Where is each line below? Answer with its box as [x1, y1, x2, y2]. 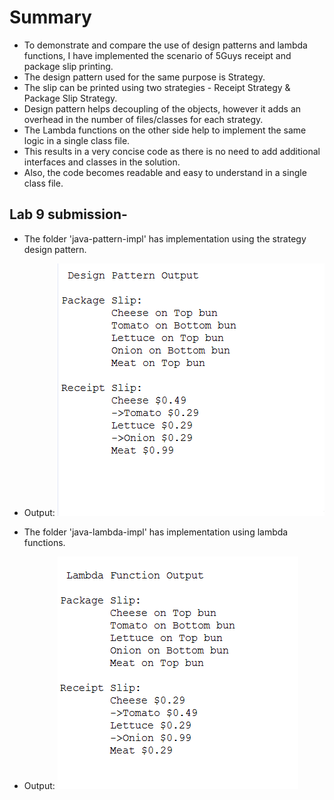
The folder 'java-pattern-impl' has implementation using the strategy [23, 232, 307, 245]
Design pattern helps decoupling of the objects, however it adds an [23, 102, 302, 115]
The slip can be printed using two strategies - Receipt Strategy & [23, 81, 291, 93]
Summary [9, 6, 92, 29]
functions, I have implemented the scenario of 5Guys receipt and [23, 49, 292, 61]
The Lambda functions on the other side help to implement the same [23, 124, 307, 136]
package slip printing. [23, 60, 114, 72]
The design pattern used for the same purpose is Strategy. [23, 71, 266, 83]
